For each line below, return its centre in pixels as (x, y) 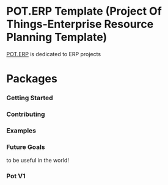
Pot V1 (16, 176)
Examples (21, 131)
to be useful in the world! (38, 161)
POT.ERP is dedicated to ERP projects (54, 54)
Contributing (26, 114)
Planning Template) (57, 37)
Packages (32, 79)
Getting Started (30, 98)
